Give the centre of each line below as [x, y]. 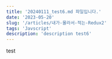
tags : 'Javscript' [29, 28]
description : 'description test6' [49, 34]
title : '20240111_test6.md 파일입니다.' [54, 12]
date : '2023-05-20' [30, 17]
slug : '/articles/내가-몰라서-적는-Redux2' [57, 23]
